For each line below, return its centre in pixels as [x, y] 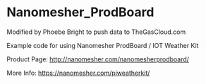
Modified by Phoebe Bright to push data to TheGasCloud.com [96, 32]
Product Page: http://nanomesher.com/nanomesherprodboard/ [98, 59]
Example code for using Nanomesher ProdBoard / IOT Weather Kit [103, 45]
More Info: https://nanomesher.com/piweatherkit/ [78, 73]
